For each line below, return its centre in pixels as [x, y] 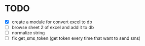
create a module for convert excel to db [52, 22]
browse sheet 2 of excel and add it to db [53, 27]
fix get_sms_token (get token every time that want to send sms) [76, 38]
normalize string [28, 33]
